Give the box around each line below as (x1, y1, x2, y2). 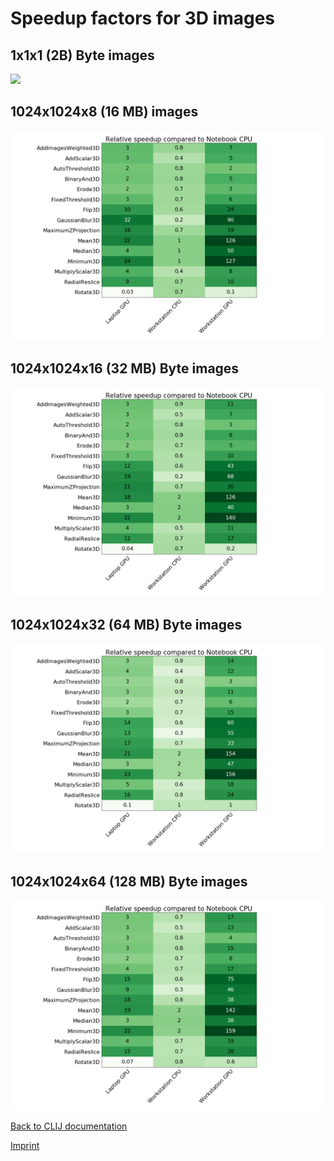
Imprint (10, 1139, 40, 1151)
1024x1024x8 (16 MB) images (10, 103, 199, 121)
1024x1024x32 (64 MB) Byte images (10, 617, 243, 634)
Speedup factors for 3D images (10, 7, 276, 30)
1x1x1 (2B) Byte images (10, 47, 155, 64)
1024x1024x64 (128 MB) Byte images (10, 873, 248, 890)
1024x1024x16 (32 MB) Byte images (10, 360, 240, 377)
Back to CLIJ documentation (10, 1120, 128, 1132)
